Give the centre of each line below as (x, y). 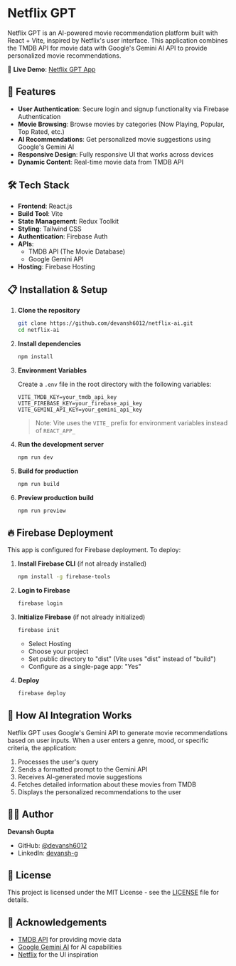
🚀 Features (32, 92)
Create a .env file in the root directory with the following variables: (114, 384)
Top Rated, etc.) (41, 131)
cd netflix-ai (38, 330)
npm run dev (35, 457)
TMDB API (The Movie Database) (77, 251)
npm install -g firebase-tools (64, 577)
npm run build (38, 484)
